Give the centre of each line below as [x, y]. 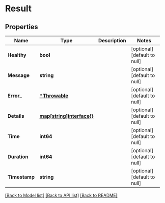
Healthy [17, 55]
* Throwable [54, 96]
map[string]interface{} [67, 116]
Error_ [15, 96]
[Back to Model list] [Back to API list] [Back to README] [61, 195]
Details [16, 116]
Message [19, 75]
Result [18, 9]
